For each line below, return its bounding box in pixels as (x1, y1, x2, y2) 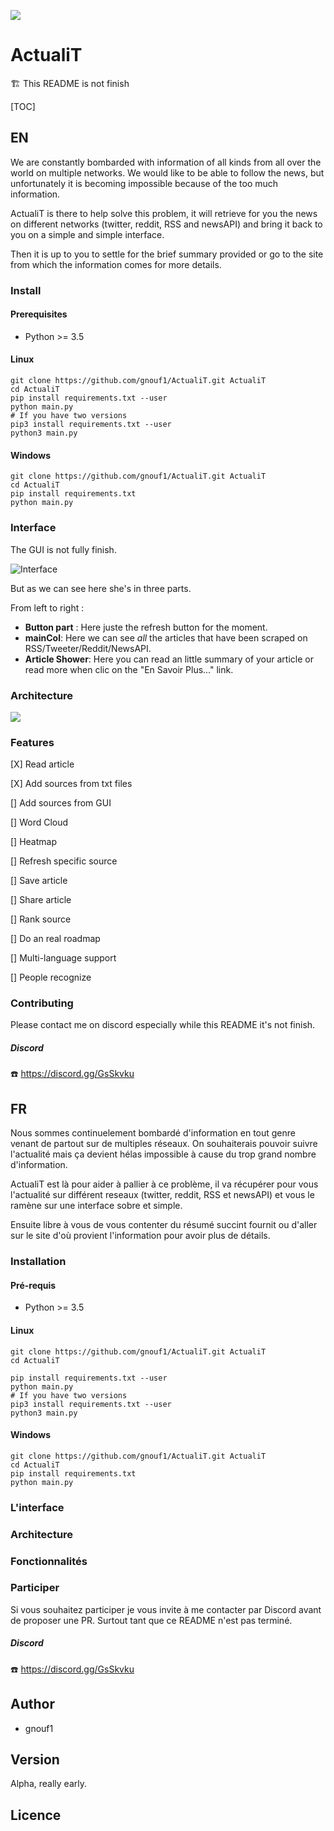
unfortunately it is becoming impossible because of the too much (10, 177, 279, 189)
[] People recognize (10, 971, 92, 984)
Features (10, 735, 55, 749)
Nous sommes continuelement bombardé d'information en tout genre (10, 1127, 296, 1139)
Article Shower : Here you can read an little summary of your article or (24, 653, 314, 665)
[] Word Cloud (10, 816, 69, 829)
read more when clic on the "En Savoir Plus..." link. (24, 663, 234, 675)
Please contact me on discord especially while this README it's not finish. (10, 1019, 316, 1031)
